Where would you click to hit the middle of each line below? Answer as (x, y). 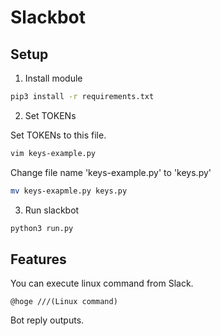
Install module (53, 78)
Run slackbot (52, 210)
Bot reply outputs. (47, 320)
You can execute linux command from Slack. (102, 283)
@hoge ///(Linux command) (64, 302)
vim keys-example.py (53, 153)
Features (38, 259)
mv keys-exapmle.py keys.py (69, 191)
